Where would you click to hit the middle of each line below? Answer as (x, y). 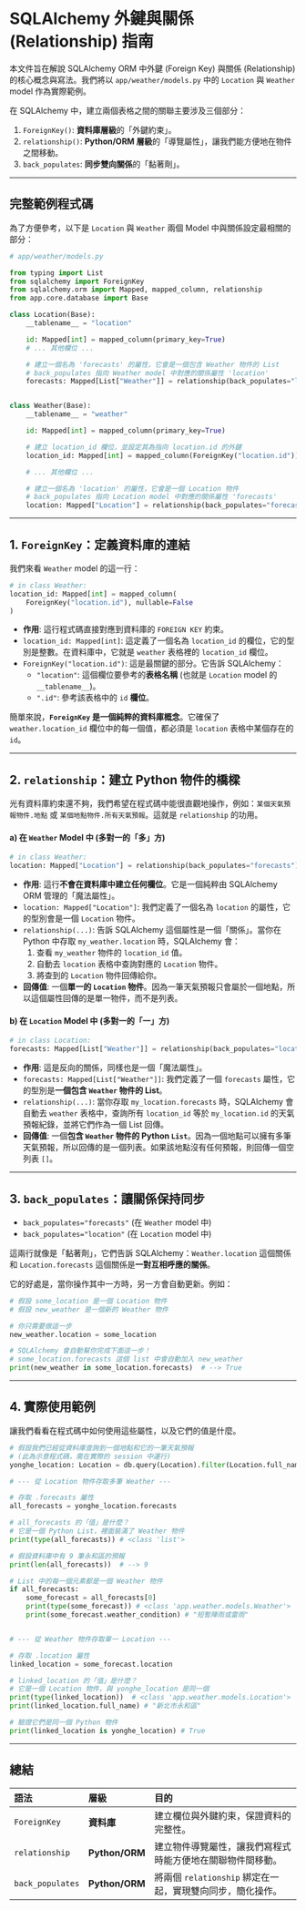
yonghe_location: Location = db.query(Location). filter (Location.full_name (156, 1465)
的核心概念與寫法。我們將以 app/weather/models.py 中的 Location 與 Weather (153, 79)
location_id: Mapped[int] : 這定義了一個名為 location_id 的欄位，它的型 (158, 641)
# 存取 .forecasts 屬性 (51, 1498)
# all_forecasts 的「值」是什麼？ (69, 1523)
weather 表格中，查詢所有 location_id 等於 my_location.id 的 (164, 1113)
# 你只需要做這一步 (41, 1326)
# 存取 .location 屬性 (50, 1655)
